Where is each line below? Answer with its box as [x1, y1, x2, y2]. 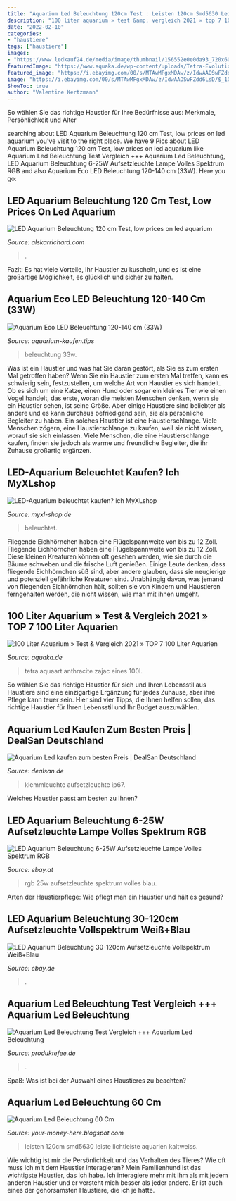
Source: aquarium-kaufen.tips [7, 336, 95, 345]
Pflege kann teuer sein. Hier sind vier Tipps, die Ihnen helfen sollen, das [7, 695, 216, 704]
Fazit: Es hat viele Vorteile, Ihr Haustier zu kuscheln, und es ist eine [7, 265, 202, 273]
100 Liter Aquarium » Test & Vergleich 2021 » [7, 610, 209, 622]
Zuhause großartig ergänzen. [7, 446, 92, 454]
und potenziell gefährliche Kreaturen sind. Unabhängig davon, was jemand [7, 575, 223, 583]
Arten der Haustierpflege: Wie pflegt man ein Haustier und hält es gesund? [7, 892, 223, 901]
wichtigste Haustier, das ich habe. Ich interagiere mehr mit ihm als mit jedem [7, 1171, 228, 1180]
